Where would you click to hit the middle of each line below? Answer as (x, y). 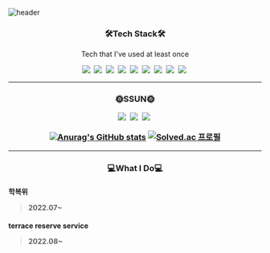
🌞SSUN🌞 (135, 99)
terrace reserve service (49, 226)
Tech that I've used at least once (135, 54)
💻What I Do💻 (135, 169)
